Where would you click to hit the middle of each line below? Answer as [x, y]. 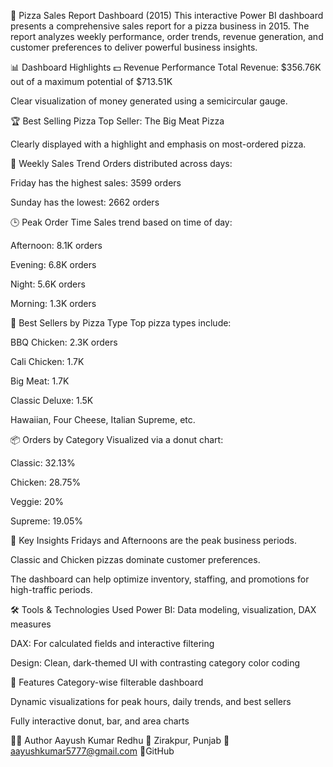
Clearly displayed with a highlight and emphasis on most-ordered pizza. [158, 144]
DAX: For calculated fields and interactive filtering [112, 643]
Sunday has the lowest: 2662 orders [85, 202]
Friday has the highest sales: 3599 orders [96, 183]
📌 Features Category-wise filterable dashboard [107, 682]
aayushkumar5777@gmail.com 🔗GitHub [92, 751]
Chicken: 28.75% [46, 482]
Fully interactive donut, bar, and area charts [100, 721]
